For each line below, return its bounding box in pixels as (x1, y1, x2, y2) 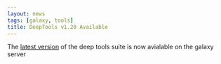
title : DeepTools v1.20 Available (7, 23, 109, 30)
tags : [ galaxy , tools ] (7, 17, 74, 24)
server (7, 50, 27, 58)
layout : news (7, 10, 46, 18)
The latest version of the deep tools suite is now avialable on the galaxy (7, 43, 214, 51)
